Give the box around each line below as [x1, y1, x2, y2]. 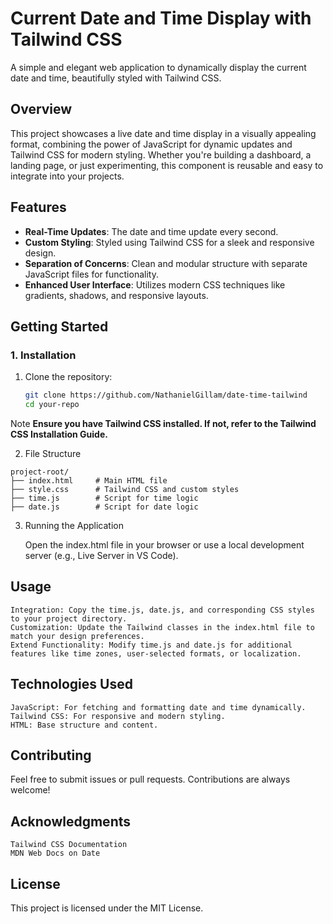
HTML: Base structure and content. [10, 720, 159, 730]
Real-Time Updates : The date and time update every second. [24, 225, 279, 237]
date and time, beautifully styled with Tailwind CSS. [10, 72, 222, 84]
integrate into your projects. [10, 170, 125, 182]
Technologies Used [10, 676, 133, 693]
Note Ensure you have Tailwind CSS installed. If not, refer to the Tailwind [10, 418, 317, 429]
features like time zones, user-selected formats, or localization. [10, 648, 302, 659]
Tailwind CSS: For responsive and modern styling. [10, 711, 226, 721]
